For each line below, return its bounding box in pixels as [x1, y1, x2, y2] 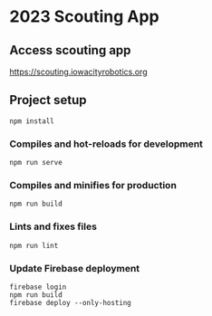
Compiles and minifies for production [9, 179, 177, 192]
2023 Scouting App [9, 6, 160, 27]
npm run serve [9, 158, 63, 168]
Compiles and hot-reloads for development [9, 138, 204, 150]
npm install [9, 116, 54, 126]
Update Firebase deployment [9, 262, 140, 274]
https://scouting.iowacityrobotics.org [9, 66, 148, 77]
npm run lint [9, 241, 59, 250]
